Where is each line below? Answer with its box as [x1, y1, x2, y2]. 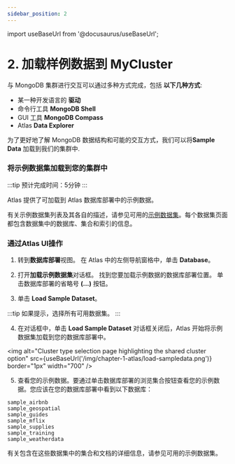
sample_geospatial [7, 405, 61, 412]
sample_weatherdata [7, 436, 64, 443]
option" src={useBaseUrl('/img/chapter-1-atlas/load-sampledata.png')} [7, 355, 212, 363]
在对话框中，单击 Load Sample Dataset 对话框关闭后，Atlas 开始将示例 [17, 324, 223, 333]
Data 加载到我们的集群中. [7, 144, 80, 153]
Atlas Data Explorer [17, 121, 75, 130]
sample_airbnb [7, 399, 49, 407]
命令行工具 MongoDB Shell [17, 104, 97, 113]
